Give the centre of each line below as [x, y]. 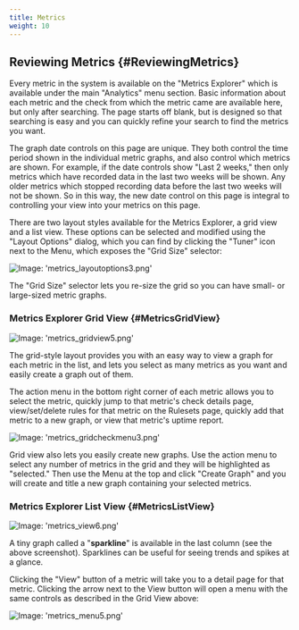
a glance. [26, 562]
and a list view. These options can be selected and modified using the [137, 232]
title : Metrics [37, 17]
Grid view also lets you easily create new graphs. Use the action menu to [143, 454]
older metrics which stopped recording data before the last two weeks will [146, 186]
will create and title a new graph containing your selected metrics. [130, 483]
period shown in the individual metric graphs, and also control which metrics [150, 158]
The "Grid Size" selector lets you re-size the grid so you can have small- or [147, 286]
